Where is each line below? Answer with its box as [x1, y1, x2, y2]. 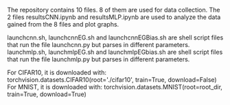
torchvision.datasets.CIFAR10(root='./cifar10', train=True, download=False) [7, 76, 218, 84]
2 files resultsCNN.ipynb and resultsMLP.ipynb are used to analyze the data [7, 13, 221, 21]
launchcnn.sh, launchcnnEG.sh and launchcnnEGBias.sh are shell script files [7, 33, 224, 42]
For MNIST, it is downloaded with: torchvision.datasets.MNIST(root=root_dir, [7, 83, 223, 91]
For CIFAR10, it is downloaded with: [7, 68, 106, 76]
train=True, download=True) [7, 90, 87, 98]
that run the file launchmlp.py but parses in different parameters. [7, 55, 190, 63]
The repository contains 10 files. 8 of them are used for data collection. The [7, 6, 220, 14]
